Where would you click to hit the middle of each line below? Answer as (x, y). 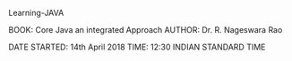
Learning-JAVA (36, 13)
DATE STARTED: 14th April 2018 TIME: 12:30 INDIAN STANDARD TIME (137, 47)
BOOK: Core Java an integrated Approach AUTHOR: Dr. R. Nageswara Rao (146, 30)
